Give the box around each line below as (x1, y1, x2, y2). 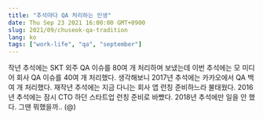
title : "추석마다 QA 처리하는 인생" (8, 11, 111, 20)
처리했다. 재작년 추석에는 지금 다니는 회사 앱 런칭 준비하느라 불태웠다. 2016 (24, 83, 254, 92)
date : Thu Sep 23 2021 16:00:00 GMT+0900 (8, 19, 146, 27)
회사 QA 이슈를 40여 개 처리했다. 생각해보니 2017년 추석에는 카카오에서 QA (16, 73, 246, 82)
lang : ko (8, 33, 37, 41)
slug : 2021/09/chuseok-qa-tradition (8, 26, 128, 34)
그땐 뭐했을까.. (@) (18, 103, 76, 112)
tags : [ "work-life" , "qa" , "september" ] (8, 41, 143, 49)
